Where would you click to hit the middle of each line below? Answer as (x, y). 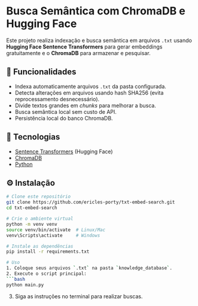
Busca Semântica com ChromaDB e (96, 11)
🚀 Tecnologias (33, 137)
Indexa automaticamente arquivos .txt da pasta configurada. (90, 86)
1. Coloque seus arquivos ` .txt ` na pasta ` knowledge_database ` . (89, 268)
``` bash (16, 279)
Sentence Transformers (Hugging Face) (64, 152)
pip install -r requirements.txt (48, 252)
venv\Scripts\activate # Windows (53, 235)
